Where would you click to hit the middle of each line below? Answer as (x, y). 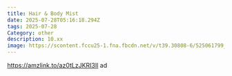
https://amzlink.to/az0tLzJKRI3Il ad (57, 65)
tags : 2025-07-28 (32, 26)
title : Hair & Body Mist (43, 13)
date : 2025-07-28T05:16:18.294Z (54, 20)
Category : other (30, 33)
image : (17, 46)
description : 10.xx (35, 39)
